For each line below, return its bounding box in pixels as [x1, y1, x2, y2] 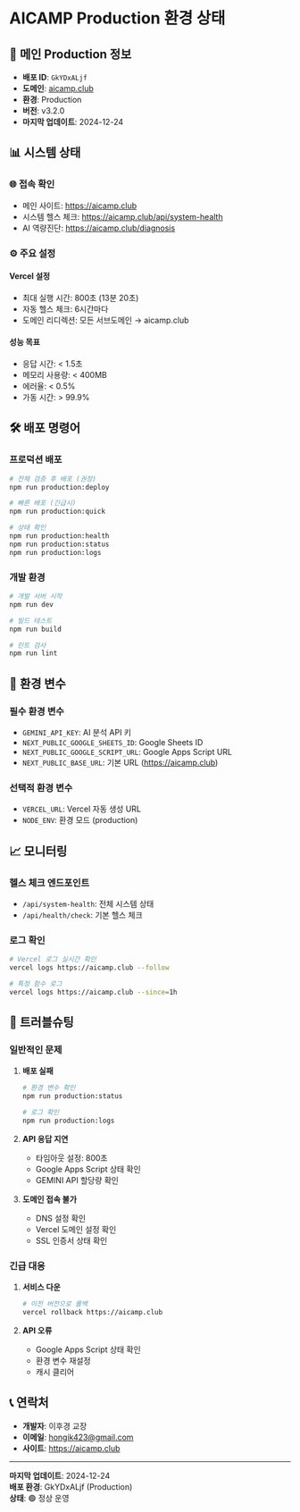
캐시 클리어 [35, 1366, 74, 1377]
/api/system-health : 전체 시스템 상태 [21, 898, 154, 909]
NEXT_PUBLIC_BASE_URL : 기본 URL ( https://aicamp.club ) [21, 757, 219, 768]
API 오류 [21, 1324, 53, 1336]
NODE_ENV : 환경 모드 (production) [21, 815, 138, 826]
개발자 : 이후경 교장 [21, 1420, 87, 1431]
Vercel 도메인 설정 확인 [35, 1223, 117, 1234]
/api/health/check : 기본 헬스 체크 [21, 909, 143, 920]
